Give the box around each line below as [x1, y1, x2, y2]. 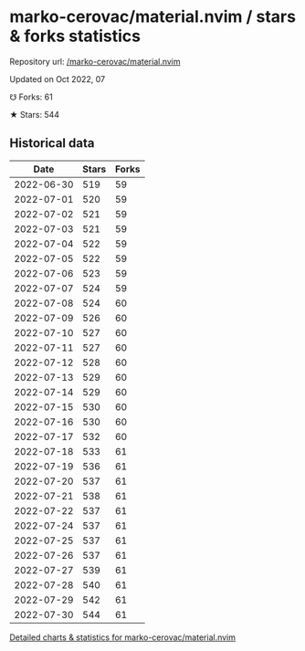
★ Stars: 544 [9, 109, 60, 120]
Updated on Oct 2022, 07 [9, 73, 106, 84]
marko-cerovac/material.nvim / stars [9, 6, 297, 27]
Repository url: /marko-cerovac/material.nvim [9, 56, 181, 67]
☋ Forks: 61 [9, 91, 53, 102]
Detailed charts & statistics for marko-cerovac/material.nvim [9, 632, 236, 643]
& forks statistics [9, 26, 142, 47]
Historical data [9, 135, 95, 152]
